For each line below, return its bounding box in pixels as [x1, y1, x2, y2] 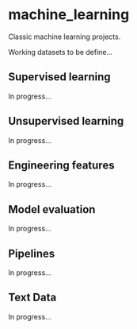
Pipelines [8, 246, 55, 260]
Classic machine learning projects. [8, 32, 121, 41]
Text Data [8, 291, 57, 304]
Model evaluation [8, 203, 96, 216]
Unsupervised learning [8, 114, 124, 128]
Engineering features [8, 158, 115, 172]
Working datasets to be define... [8, 47, 113, 56]
